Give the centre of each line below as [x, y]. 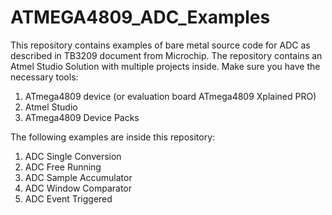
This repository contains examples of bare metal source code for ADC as [160, 45]
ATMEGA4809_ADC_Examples [140, 17]
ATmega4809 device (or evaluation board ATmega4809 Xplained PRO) [170, 96]
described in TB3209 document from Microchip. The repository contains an [166, 55]
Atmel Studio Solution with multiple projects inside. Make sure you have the [165, 66]
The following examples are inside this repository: [113, 137]
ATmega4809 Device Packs [82, 117]
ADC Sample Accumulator [78, 177]
